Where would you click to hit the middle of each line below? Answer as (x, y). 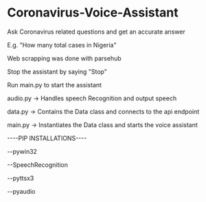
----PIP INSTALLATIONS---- (47, 138)
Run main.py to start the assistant (54, 85)
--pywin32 (22, 151)
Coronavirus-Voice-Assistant (93, 13)
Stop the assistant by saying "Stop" (57, 71)
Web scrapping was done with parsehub (64, 58)
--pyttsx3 (21, 178)
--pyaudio (21, 191)
